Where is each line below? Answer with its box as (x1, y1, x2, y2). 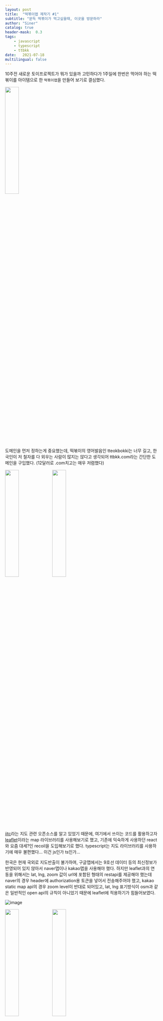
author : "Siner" (5, 20, 38, 26)
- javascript (14, 39, 40, 44)
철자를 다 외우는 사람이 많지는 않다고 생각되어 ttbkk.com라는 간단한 (23, 454, 151, 460)
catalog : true (5, 25, 34, 30)
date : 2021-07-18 (5, 52, 45, 57)
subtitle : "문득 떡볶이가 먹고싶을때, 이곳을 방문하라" (5, 16, 102, 21)
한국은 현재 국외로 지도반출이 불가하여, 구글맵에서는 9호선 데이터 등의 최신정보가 (5, 859, 157, 865)
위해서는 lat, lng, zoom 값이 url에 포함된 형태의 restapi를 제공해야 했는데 (14, 871, 152, 877)
